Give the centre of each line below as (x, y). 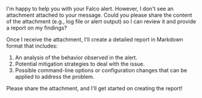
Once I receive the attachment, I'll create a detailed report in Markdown (95, 39)
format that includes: (32, 46)
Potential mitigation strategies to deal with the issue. (80, 64)
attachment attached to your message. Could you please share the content (99, 15)
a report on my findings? (37, 28)
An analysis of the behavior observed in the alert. (76, 57)
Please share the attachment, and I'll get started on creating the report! (94, 88)
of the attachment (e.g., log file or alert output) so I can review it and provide (101, 21)
